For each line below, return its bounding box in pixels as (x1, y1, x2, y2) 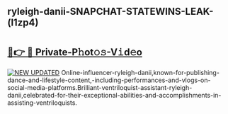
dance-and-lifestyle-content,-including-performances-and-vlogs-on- (7, 76, 211, 84)
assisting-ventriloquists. (7, 98, 78, 107)
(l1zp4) (7, 17, 39, 29)
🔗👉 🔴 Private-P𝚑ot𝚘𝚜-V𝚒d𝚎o (7, 46, 143, 58)
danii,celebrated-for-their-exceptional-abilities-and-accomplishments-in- (7, 91, 222, 99)
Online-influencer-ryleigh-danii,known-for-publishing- (61, 69, 220, 76)
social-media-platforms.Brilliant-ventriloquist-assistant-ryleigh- (7, 84, 193, 91)
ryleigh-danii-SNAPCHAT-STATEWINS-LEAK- (7, 6, 214, 18)
